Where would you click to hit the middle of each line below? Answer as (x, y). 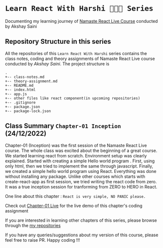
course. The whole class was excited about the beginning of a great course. (81, 151)
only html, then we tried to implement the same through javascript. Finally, (79, 166)
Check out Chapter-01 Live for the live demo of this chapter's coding (74, 206)
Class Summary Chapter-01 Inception (63, 126)
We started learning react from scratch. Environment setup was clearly (76, 155)
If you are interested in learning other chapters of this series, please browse (81, 220)
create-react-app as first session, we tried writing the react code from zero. (81, 181)
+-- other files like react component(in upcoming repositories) (72, 98)
